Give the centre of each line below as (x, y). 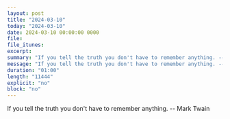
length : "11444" (30, 76)
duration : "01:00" (33, 70)
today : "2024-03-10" (37, 26)
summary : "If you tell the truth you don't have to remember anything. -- (116, 58)
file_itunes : (26, 45)
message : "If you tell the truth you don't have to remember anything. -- (116, 64)
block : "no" (24, 89)
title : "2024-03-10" (37, 20)
